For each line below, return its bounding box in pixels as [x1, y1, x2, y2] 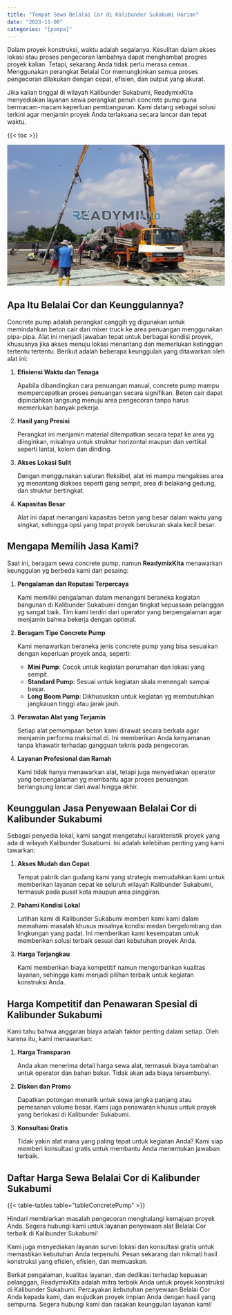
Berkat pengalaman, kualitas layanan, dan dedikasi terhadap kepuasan [7, 1271, 209, 1279]
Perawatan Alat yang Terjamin [17, 712, 106, 721]
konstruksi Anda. [17, 978, 66, 986]
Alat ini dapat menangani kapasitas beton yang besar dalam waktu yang [17, 513, 222, 522]
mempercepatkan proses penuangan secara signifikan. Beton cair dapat [17, 388, 223, 397]
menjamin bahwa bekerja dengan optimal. [17, 615, 137, 623]
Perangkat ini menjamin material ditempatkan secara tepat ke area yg [17, 430, 215, 439]
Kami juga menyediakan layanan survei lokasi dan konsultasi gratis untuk [7, 1242, 215, 1251]
